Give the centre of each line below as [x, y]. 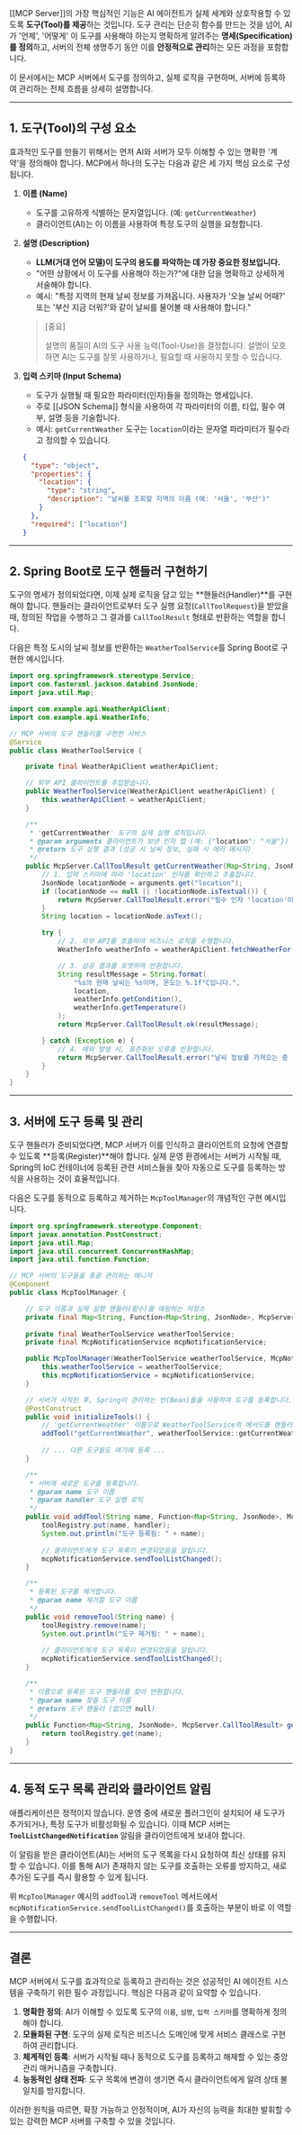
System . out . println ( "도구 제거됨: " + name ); [124, 1634]
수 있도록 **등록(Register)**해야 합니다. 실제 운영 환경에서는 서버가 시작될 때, [145, 1155]
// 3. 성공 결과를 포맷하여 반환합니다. [120, 966]
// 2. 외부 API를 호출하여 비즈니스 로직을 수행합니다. [146, 941]
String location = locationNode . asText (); [122, 917]
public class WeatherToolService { [76, 751]
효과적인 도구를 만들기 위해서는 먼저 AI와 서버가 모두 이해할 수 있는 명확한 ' [140, 151]
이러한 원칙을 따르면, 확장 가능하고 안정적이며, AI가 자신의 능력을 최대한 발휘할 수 [151, 2110]
